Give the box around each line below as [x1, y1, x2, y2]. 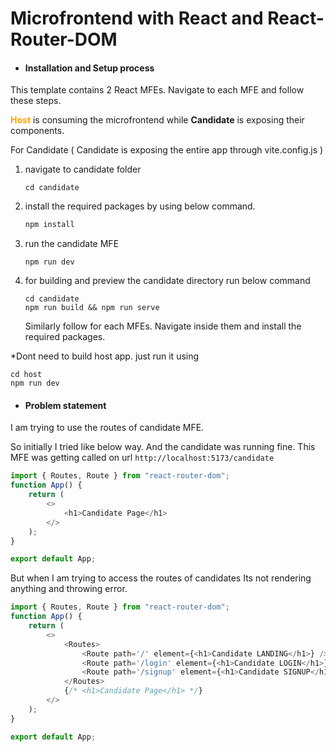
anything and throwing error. [10, 583, 128, 595]
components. [10, 125, 65, 137]
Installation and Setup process [24, 62, 155, 74]
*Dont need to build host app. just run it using [10, 350, 200, 362]
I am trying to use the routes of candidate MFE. [10, 422, 205, 434]
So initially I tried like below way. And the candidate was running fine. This [10, 441, 316, 453]
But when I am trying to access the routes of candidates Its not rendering [10, 572, 312, 584]
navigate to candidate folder [24, 163, 142, 176]
